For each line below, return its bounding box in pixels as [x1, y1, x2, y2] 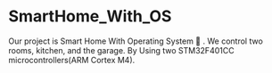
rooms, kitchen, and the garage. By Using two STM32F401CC [8, 45, 235, 55]
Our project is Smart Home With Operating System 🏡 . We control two [8, 36, 264, 46]
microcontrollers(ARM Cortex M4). [8, 54, 136, 65]
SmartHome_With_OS [8, 6, 172, 27]
